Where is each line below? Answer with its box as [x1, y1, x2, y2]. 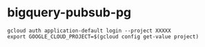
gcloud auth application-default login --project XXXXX [7, 27, 171, 34]
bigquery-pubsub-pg [7, 5, 132, 20]
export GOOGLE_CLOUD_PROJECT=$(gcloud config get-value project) [7, 33, 199, 40]
